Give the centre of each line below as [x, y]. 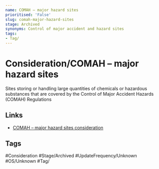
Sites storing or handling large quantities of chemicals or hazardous [76, 88]
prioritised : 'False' [28, 15]
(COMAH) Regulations [29, 99]
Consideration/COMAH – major [72, 64]
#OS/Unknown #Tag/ [28, 161]
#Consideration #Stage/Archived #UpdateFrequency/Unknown [71, 156]
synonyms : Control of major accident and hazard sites [65, 29]
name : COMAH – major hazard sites [42, 10]
